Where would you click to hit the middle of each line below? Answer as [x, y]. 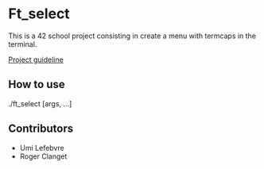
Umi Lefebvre [42, 148]
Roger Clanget [43, 156]
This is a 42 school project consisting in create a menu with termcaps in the [132, 36]
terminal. [23, 44]
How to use [37, 84]
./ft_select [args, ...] [40, 103]
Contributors [41, 129]
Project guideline [36, 60]
